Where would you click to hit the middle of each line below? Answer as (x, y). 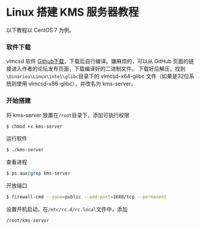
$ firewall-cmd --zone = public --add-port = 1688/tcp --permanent (87, 197)
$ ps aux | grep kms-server (38, 174)
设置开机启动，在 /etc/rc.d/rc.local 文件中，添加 (67, 209)
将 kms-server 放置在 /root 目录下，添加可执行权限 (68, 115)
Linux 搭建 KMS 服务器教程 (73, 12)
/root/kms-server (28, 221)
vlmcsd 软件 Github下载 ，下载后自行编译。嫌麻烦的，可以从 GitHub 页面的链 (100, 61)
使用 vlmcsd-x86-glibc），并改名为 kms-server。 (76, 84)
